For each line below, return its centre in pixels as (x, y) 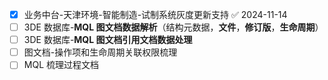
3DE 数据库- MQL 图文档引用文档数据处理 (108, 40)
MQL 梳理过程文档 (61, 65)
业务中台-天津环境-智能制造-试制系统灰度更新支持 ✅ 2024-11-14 (155, 14)
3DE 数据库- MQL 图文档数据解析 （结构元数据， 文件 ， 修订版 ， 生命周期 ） (173, 27)
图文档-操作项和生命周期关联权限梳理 (100, 52)
